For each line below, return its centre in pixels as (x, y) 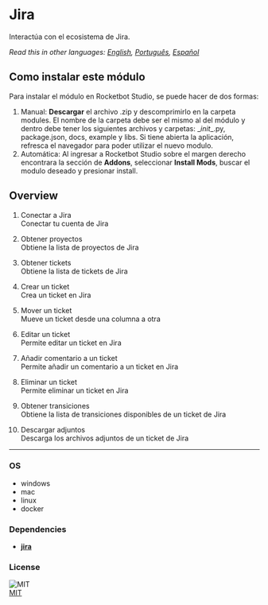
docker (32, 508)
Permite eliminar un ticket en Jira (74, 390)
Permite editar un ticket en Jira (71, 343)
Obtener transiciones (55, 405)
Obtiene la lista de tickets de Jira (74, 271)
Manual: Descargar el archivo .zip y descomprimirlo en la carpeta (128, 111)
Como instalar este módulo (77, 77)
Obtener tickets (46, 262)
